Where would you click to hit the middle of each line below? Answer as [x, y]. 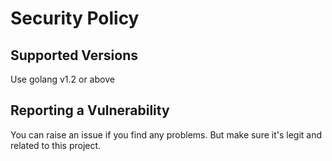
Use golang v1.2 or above [62, 79]
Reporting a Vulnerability [90, 110]
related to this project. [56, 145]
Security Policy [75, 18]
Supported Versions [74, 55]
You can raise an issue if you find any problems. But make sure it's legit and [166, 134]
